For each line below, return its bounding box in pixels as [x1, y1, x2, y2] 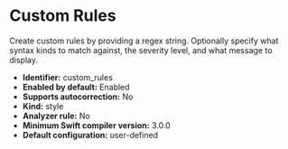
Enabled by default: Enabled [22, 81, 130, 92]
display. [9, 54, 39, 65]
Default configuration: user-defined [22, 129, 159, 140]
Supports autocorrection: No [22, 91, 134, 102]
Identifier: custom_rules [22, 71, 113, 82]
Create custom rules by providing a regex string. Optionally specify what [9, 35, 279, 46]
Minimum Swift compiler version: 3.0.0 [22, 119, 172, 131]
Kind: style [22, 100, 64, 111]
